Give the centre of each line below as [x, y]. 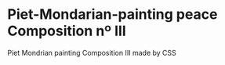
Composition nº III [67, 31]
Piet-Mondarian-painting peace [112, 14]
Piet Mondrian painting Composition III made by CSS [92, 52]
